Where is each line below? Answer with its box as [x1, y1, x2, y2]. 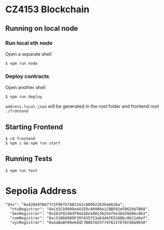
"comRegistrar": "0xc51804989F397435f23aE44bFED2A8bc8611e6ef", [10, 215, 150, 221]
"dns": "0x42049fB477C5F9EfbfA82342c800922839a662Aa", [5, 202, 125, 207]
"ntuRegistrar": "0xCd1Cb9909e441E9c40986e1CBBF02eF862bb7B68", [10, 206, 150, 212]
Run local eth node [5, 39, 53, 47]
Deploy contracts [5, 73, 50, 80]
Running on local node [5, 24, 78, 33]
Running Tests [5, 155, 52, 163]
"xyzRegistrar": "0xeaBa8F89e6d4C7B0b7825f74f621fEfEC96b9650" [10, 220, 148, 225]
